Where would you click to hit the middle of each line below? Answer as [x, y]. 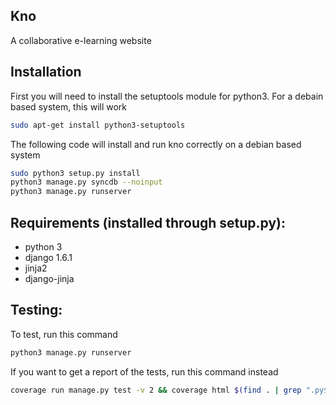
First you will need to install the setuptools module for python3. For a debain [167, 96]
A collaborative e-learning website [81, 40]
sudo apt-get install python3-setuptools [98, 125]
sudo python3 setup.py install [75, 173]
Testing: [36, 310]
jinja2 [36, 268]
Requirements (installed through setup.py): [148, 222]
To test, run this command [64, 334]
